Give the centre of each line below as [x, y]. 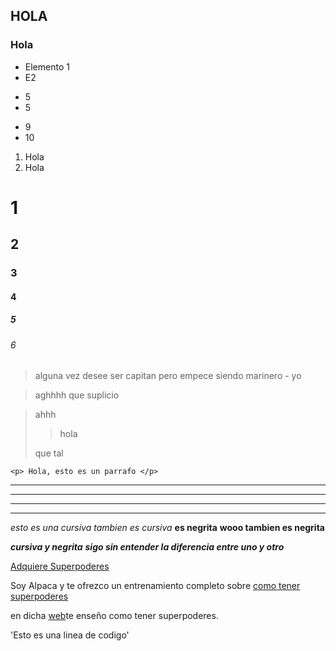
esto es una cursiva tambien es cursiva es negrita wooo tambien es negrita [167, 528]
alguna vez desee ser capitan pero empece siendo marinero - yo [168, 376]
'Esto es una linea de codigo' [70, 635]
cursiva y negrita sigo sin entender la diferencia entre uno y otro [147, 547]
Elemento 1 [47, 66]
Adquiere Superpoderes [60, 566]
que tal [49, 453]
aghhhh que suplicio [77, 395]
